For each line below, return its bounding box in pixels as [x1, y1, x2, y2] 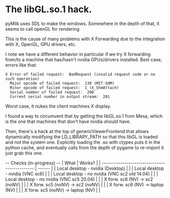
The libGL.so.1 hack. [5, 4, 92, 15]
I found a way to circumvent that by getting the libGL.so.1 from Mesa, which [5, 113, 163, 119]
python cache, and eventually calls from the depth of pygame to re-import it [5, 144, 164, 151]
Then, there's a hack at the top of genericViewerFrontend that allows [5, 128, 149, 134]
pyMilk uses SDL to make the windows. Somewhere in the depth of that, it [5, 20, 160, 27]
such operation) [5, 76, 40, 81]
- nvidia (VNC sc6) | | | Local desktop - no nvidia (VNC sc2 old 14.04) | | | [5, 170, 158, 177]
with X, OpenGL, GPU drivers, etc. [5, 41, 77, 47]
